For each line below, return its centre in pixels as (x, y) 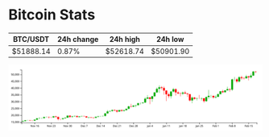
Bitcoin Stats (52, 15)
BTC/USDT (31, 39)
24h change (78, 39)
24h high (125, 39)
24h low (170, 39)
